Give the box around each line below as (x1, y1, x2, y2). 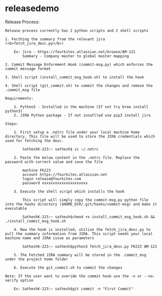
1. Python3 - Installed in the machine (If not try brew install (14, 104, 149, 109)
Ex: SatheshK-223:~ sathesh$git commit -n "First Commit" (14, 286, 133, 291)
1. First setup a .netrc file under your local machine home (14, 130, 140, 134)
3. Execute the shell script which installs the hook (14, 189, 125, 194)
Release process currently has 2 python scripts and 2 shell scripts (5, 28, 149, 33)
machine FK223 (22, 168, 51, 173)
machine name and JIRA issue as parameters (5, 236, 95, 240)
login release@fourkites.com (22, 176, 81, 181)
